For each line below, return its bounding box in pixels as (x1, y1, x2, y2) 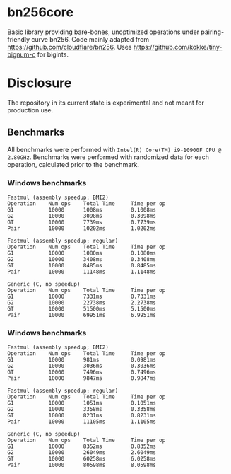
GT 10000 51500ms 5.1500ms (7, 305, 157, 312)
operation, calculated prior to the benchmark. (7, 160, 140, 168)
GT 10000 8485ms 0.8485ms (7, 262, 157, 269)
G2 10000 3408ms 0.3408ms (7, 255, 157, 262)
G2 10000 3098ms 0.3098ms (7, 212, 157, 219)
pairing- (201, 28, 225, 36)
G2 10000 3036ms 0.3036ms (7, 362, 157, 370)
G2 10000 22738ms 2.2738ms (7, 299, 157, 306)
